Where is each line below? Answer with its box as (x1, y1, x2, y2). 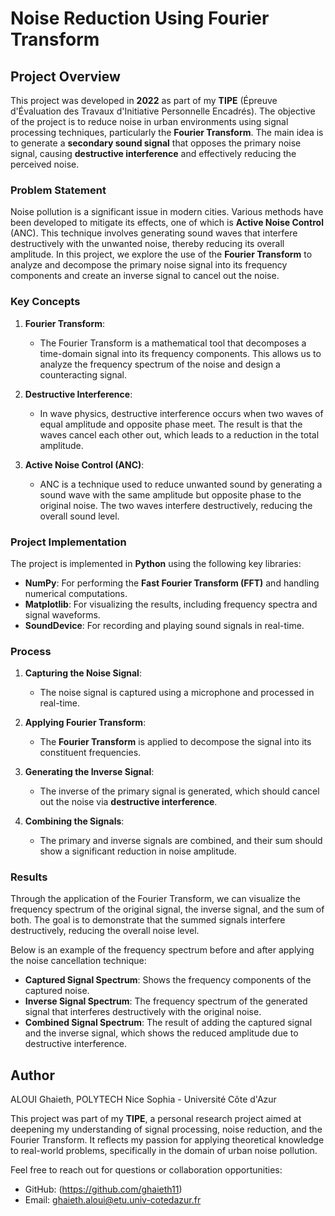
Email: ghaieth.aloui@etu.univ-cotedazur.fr (24, 1194, 202, 1206)
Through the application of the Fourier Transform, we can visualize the (10, 893, 301, 905)
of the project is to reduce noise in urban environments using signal (10, 116, 289, 127)
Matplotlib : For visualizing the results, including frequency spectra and (24, 598, 318, 610)
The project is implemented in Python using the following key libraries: (10, 557, 302, 569)
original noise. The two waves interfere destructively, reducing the (39, 499, 313, 511)
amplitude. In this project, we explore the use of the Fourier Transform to (10, 248, 313, 261)
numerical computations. (24, 587, 128, 599)
